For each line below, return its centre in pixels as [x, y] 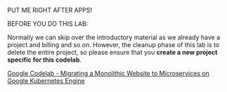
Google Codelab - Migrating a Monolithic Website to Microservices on [108, 73]
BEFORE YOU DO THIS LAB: [48, 24]
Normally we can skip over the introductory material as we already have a [113, 37]
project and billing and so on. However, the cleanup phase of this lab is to [113, 45]
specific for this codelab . [45, 60]
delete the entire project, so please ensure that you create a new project [112, 52]
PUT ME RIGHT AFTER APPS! [50, 10]
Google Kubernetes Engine [46, 81]
